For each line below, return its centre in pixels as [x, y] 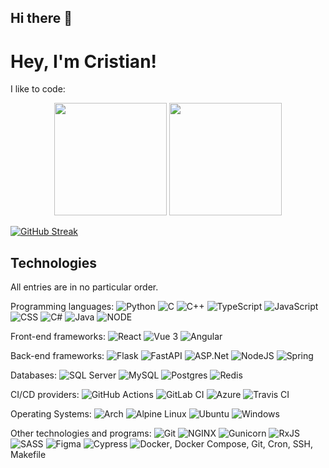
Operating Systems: [51, 414]
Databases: [34, 375]
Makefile [28, 455]
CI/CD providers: [45, 395]
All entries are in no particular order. [84, 287]
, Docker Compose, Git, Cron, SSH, [241, 444]
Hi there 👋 [41, 18]
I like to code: [38, 89]
